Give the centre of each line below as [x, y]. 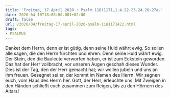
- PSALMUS [16, 34]
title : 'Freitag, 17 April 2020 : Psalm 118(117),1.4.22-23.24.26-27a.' [84, 10]
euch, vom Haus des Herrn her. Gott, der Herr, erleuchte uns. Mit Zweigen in [86, 80]
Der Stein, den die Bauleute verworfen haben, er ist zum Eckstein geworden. [86, 59]
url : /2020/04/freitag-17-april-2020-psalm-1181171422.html [71, 24]
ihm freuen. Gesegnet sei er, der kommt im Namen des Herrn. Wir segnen [83, 75]
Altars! [12, 91]
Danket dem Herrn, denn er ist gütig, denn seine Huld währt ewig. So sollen [85, 48]
